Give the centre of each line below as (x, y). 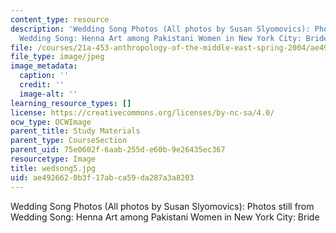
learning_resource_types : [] (71, 103)
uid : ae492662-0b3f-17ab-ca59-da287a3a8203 (102, 177)
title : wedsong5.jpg (53, 168)
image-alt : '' (48, 94)
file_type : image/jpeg (57, 57)
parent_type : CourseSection (69, 141)
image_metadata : (44, 66)
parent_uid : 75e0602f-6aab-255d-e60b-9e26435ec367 (118, 150)
